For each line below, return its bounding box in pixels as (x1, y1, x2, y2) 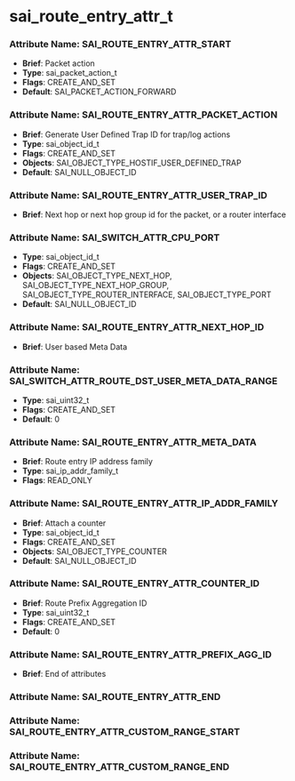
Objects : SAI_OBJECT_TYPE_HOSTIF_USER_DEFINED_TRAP (21, 157, 242, 168)
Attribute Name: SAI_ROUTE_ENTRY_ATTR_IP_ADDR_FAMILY (9, 497, 278, 510)
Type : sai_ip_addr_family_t (21, 465, 119, 477)
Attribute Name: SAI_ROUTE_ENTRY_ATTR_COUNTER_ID (9, 577, 260, 590)
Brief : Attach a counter (21, 518, 107, 528)
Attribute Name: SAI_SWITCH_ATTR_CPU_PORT (9, 231, 220, 244)
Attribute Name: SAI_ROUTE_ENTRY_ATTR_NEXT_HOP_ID (9, 321, 265, 334)
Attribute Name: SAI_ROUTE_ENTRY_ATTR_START (9, 38, 232, 51)
